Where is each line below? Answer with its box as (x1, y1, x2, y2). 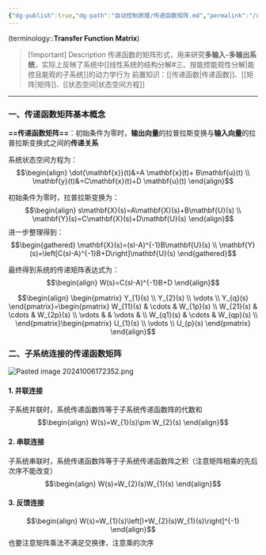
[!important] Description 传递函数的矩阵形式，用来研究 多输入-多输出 (27, 49, 250, 59)
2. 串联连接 (8, 437, 45, 446)
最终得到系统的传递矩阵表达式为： (8, 265, 120, 274)
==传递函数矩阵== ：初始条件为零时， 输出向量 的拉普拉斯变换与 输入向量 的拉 (8, 128, 256, 137)
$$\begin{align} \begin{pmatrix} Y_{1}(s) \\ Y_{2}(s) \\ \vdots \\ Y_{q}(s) (17, 293, 249, 302)
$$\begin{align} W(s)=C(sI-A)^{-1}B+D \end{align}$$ (46, 277, 220, 287)
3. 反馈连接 (8, 498, 45, 507)
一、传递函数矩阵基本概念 (8, 109, 106, 120)
